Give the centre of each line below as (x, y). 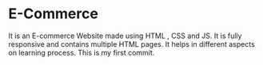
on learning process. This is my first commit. (82, 52)
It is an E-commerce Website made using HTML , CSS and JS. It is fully (125, 36)
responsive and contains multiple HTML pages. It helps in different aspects (132, 44)
